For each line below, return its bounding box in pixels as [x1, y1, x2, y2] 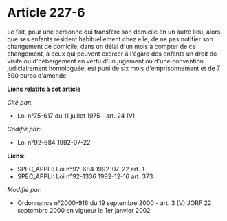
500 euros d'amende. [7, 71, 69, 80]
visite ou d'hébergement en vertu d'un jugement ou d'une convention [7, 56, 204, 65]
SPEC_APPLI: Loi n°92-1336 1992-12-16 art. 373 [17, 172, 153, 180]
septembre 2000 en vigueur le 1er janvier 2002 [17, 206, 151, 214]
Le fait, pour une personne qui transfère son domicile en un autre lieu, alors [7, 28, 221, 36]
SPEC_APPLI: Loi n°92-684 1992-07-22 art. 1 [17, 165, 144, 173]
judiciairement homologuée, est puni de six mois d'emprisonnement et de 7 [7, 64, 221, 72]
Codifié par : [7, 125, 41, 133]
